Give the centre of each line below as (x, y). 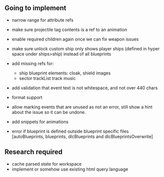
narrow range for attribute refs (43, 20)
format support (27, 97)
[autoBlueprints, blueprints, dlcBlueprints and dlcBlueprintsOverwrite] (82, 136)
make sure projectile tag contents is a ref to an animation (69, 30)
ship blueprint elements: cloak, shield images (65, 73)
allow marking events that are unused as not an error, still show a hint (82, 107)
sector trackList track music (47, 78)
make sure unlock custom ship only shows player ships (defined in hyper (86, 48)
